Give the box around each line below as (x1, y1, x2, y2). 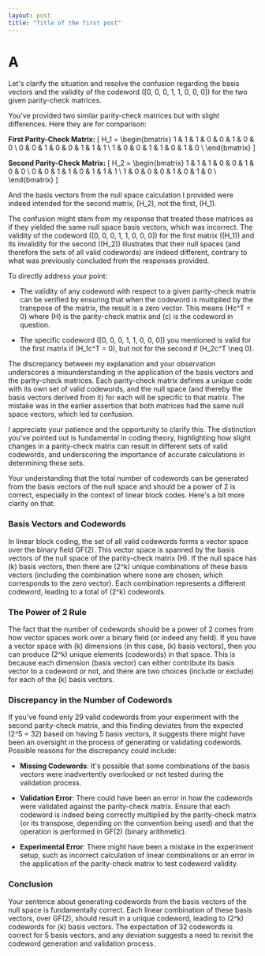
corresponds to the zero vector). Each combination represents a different (8, 578, 246, 588)
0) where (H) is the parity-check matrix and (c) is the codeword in (19, 312, 233, 321)
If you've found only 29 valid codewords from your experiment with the (8, 712, 239, 722)
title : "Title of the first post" (8, 19, 122, 27)
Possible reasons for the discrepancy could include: (8, 746, 177, 755)
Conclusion (8, 879, 54, 890)
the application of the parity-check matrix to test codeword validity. (19, 859, 239, 868)
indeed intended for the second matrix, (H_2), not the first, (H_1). (8, 199, 217, 208)
